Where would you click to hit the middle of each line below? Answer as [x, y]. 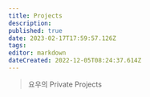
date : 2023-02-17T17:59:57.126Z [62, 38]
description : [30, 23]
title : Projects [35, 16]
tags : [17, 46]
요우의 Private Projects [65, 84]
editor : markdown [37, 53]
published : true [35, 30]
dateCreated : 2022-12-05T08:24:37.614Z [75, 61]
